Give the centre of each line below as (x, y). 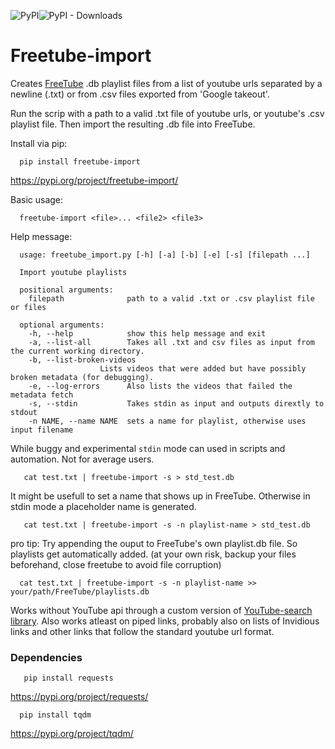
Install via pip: (39, 143)
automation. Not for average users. (82, 459)
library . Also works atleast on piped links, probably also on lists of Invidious (165, 621)
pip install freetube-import (80, 161)
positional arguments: (66, 290)
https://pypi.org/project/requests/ (79, 697)
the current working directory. (77, 351)
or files (28, 307)
